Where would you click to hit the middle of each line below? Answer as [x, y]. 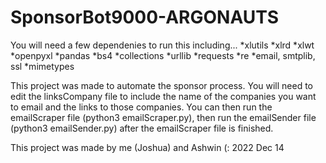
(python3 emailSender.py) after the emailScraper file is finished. [142, 128]
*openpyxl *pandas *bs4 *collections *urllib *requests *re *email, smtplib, [163, 55]
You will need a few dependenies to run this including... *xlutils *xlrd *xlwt [162, 45]
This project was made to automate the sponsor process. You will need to [162, 85]
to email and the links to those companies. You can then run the [141, 107]
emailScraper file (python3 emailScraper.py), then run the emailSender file [163, 117]
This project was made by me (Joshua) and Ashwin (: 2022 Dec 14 [147, 147]
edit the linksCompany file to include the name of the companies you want [163, 96]
